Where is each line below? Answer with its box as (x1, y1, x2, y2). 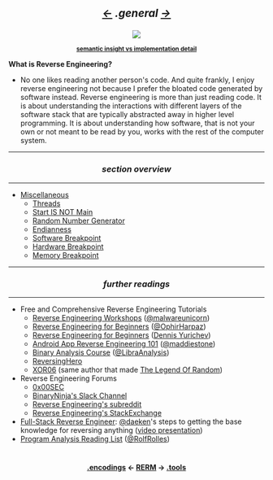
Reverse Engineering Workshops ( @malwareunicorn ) (32, 312, 210, 322)
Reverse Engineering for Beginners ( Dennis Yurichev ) (32, 329, 211, 340)
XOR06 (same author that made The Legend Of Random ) (32, 364, 223, 374)
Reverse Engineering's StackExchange (32, 408, 162, 417)
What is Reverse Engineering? (8, 59, 112, 69)
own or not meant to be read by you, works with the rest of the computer (19, 127, 264, 137)
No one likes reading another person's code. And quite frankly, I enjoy (19, 75, 255, 85)
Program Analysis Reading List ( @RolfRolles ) (19, 434, 171, 443)
